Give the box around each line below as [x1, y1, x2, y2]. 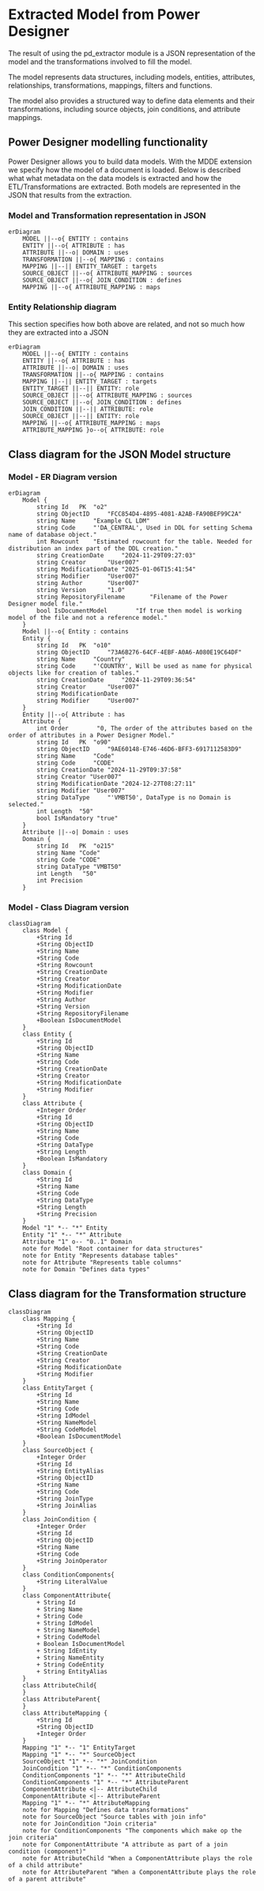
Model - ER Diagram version [8, 471, 118, 482]
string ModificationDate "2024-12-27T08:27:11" [36, 780, 196, 788]
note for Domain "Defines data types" [22, 1266, 150, 1274]
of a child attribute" [8, 1862, 83, 1870]
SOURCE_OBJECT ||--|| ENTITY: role [22, 413, 140, 421]
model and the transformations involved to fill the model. [8, 57, 192, 66]
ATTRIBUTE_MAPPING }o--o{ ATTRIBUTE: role [22, 426, 164, 434]
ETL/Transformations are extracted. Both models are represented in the [8, 182, 241, 191]
